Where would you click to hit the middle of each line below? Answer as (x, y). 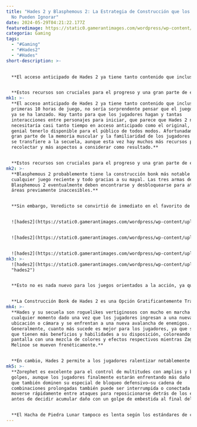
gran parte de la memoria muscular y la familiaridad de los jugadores (101, 136)
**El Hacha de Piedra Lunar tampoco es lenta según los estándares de (99, 415)
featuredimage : (25, 28)
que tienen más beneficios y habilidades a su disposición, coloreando (101, 334)
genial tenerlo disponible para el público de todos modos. (86, 131)
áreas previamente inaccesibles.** (55, 191)
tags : (13, 39)
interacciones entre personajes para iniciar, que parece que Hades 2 (99, 120)
